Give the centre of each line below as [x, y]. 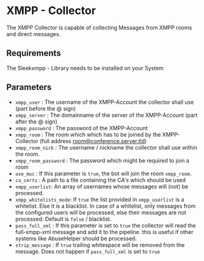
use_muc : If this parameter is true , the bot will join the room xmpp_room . [103, 173]
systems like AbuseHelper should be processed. [76, 238]
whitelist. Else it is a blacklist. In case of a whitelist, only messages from [105, 206]
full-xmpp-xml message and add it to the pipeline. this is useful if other [104, 232]
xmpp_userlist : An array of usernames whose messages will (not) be [101, 186]
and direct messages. [34, 34]
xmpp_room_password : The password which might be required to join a [102, 160]
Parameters [29, 87]
